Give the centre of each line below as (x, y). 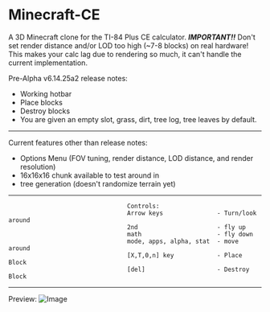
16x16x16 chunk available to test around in (89, 175)
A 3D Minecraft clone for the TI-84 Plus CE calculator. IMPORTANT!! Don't (132, 37)
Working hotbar (46, 93)
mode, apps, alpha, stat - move (183, 241)
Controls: (143, 206)
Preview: (23, 298)
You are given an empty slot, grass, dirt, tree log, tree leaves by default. (138, 119)
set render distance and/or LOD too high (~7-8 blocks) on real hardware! (129, 45)
